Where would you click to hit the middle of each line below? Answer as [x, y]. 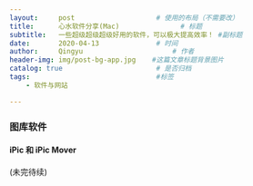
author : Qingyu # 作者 [102, 52]
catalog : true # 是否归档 [101, 69]
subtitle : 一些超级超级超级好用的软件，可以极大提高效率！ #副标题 [126, 34]
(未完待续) [29, 171]
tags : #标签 [92, 77]
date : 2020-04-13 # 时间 [94, 43]
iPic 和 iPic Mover [43, 150]
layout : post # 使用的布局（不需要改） [124, 18]
